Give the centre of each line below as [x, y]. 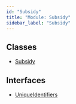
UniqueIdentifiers [36, 94]
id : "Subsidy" [24, 12]
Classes [22, 47]
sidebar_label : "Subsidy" [38, 23]
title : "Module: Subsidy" [38, 17]
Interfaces [26, 80]
